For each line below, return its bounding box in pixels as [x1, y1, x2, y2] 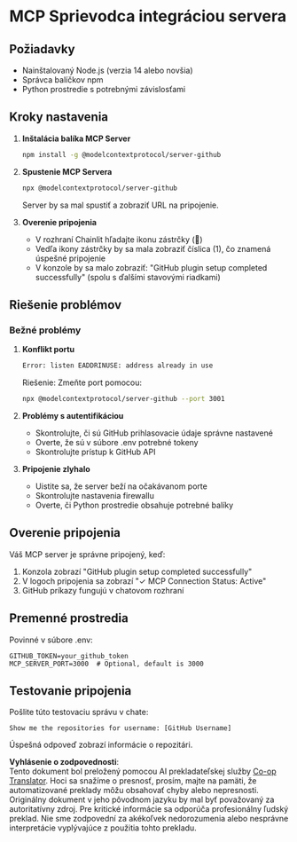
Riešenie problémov [9, 297, 122, 312]
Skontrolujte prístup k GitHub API [35, 446, 156, 457]
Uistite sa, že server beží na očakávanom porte [35, 481, 208, 492]
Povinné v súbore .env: [9, 634, 93, 645]
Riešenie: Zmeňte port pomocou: [21, 377, 143, 388]
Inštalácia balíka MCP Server [21, 133, 131, 144]
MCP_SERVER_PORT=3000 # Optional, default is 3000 [9, 659, 204, 668]
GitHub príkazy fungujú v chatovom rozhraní [21, 585, 184, 595]
